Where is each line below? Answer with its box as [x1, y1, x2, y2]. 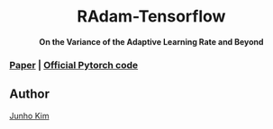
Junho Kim [9, 110, 50, 121]
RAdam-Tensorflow [77, 6, 226, 27]
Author [9, 87, 50, 102]
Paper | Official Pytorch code [9, 58, 139, 71]
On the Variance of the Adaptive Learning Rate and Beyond [39, 36, 264, 47]
